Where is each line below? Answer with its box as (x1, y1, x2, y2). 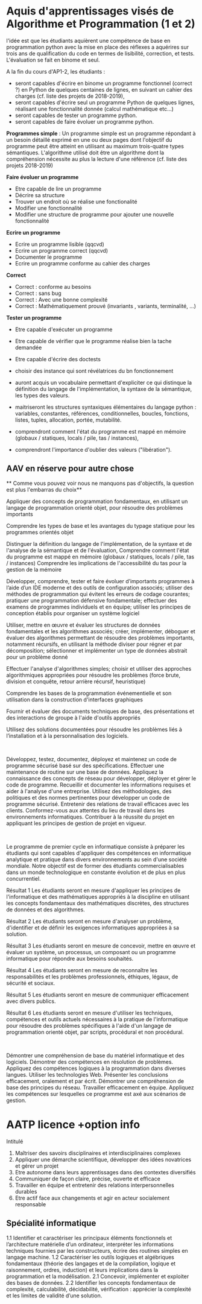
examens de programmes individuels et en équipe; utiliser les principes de (6, 603, 191, 610)
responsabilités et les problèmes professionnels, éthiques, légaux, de (6, 973, 178, 980)
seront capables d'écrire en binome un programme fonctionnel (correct (14, 80, 192, 87)
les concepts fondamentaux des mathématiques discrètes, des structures (6, 899, 189, 907)
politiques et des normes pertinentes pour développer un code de (6, 794, 170, 801)
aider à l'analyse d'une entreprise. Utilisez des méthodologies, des (6, 787, 172, 794)
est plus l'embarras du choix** (6, 486, 83, 493)
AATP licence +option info (6, 1118, 140, 1132)
